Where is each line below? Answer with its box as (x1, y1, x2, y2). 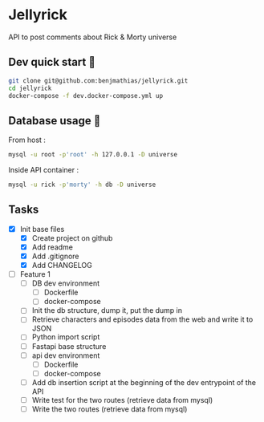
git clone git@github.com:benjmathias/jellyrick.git (8, 76, 189, 85)
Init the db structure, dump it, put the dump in (31, 306, 183, 315)
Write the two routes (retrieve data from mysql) (31, 404, 188, 414)
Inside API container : (8, 165, 79, 175)
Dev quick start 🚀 (8, 55, 96, 69)
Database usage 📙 (8, 114, 101, 128)
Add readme (31, 242, 74, 252)
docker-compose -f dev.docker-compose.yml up (8, 91, 163, 99)
